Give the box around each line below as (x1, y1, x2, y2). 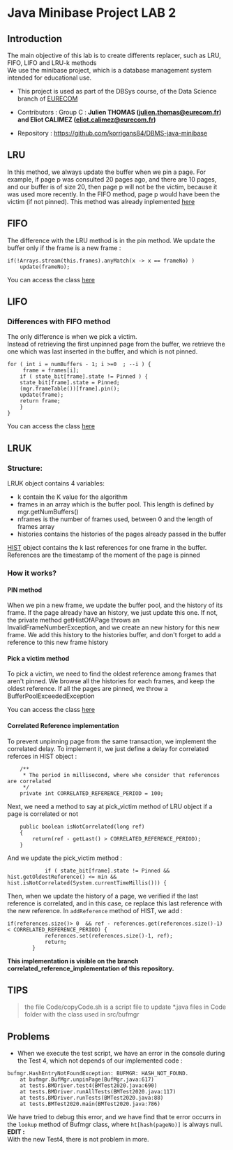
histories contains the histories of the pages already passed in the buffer (17, 530, 227, 538)
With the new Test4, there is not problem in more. (7, 1135, 149, 1144)
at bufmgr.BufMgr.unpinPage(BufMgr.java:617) (20, 1076, 155, 1084)
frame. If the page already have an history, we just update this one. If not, (7, 609, 218, 617)
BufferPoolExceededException (7, 692, 96, 700)
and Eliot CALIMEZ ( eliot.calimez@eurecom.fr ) (17, 115, 156, 124)
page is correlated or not (7, 809, 79, 818)
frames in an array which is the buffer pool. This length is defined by (17, 500, 214, 508)
